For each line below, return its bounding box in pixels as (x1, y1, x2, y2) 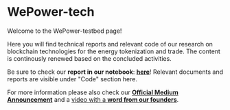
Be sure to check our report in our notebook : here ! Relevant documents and (7, 68, 224, 76)
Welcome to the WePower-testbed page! (7, 27, 122, 35)
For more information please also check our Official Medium (7, 88, 179, 96)
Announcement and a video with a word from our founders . (7, 95, 179, 103)
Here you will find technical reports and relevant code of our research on (7, 40, 213, 48)
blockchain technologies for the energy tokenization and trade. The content (7, 47, 221, 55)
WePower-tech (7, 4, 95, 20)
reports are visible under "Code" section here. (7, 74, 137, 83)
